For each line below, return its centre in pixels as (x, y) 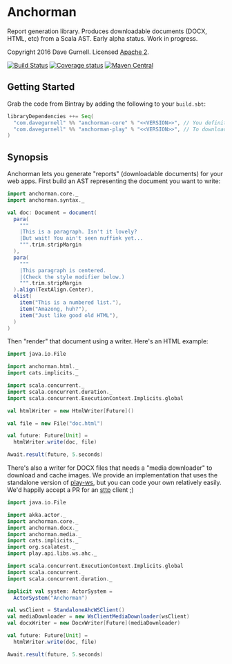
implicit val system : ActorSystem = (60, 591)
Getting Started (41, 87)
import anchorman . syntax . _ (46, 200)
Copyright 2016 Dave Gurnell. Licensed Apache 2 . (78, 52)
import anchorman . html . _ (43, 367)
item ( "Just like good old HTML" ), (69, 315)
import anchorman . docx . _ (43, 528)
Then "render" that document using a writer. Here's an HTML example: (108, 341)
